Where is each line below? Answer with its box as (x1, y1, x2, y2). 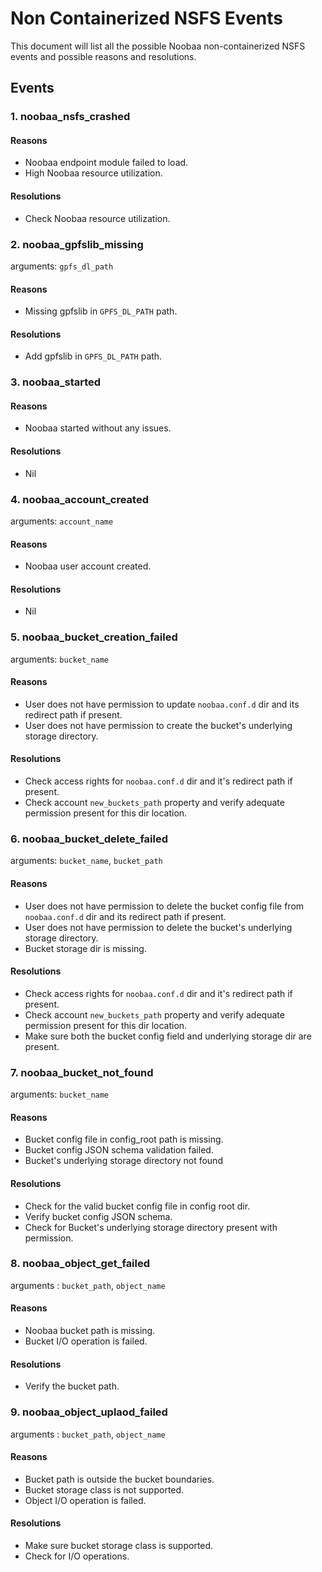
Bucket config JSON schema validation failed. (24, 1144, 214, 1156)
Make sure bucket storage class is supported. (24, 1539, 214, 1551)
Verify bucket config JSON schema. (24, 1210, 173, 1222)
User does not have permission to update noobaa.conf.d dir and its (24, 698, 300, 710)
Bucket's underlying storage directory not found (24, 1155, 223, 1167)
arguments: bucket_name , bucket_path (10, 855, 163, 867)
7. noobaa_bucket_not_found (10, 1065, 154, 1079)
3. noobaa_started (10, 375, 102, 389)
